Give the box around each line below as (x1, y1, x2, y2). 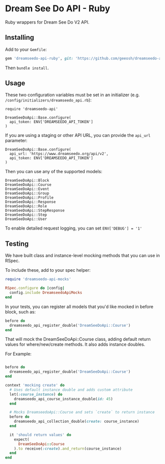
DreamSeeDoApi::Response (5, 200, 56, 205)
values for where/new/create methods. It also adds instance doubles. (5, 341, 145, 347)
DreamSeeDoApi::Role (5, 204, 48, 209)
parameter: (5, 138, 28, 144)
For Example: (5, 351, 32, 357)
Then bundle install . (5, 65, 49, 71)
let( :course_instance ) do (9, 392, 63, 397)
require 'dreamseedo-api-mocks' (5, 277, 71, 282)
